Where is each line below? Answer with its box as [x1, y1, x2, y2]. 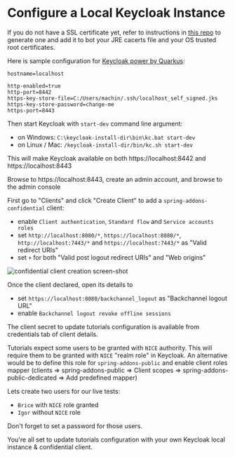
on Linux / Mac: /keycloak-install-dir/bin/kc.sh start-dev [17, 140, 193, 149]
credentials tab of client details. [7, 330, 98, 338]
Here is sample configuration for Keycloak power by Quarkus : [7, 56, 186, 65]
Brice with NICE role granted [17, 400, 99, 409]
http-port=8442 [7, 88, 52, 95]
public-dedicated [7, 373, 58, 382]
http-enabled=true [7, 82, 61, 89]
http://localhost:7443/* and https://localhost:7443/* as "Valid [17, 238, 207, 246]
